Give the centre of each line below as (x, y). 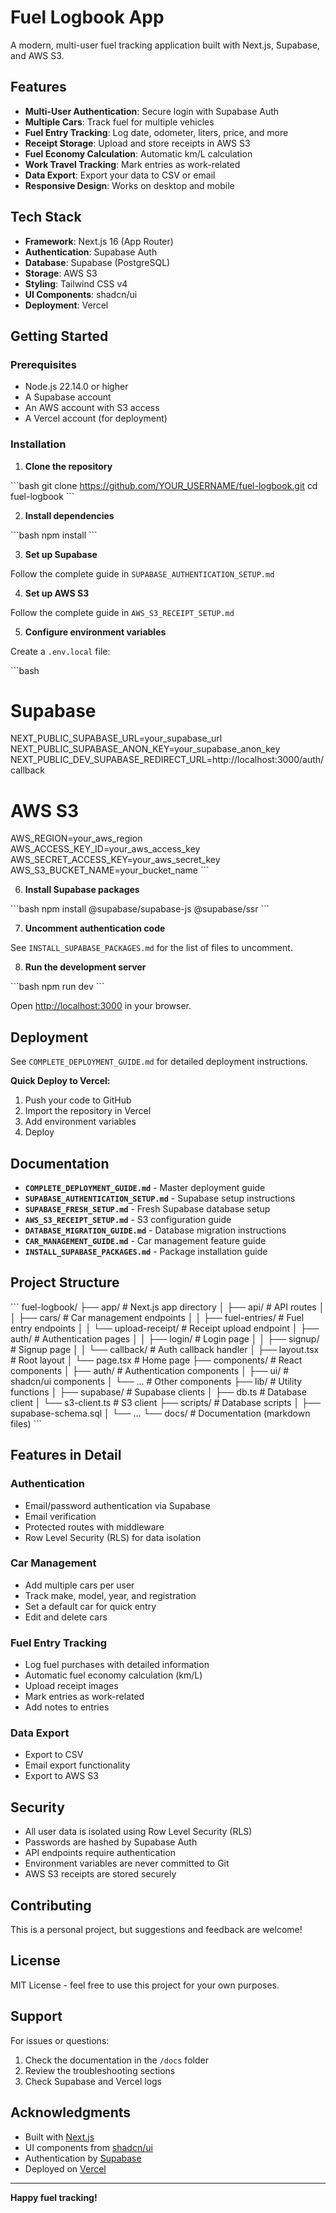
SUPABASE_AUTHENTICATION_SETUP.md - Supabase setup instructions (160, 1198)
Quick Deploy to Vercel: (60, 1081)
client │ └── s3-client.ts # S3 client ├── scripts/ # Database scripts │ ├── (165, 1402)
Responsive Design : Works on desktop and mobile (129, 185)
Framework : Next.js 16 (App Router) (99, 241)
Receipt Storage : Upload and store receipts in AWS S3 (137, 143)
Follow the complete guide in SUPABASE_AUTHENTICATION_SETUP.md (142, 573)
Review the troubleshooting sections (100, 2070)
